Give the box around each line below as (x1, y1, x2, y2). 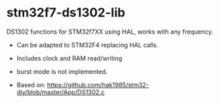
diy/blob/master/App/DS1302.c (16, 88, 105, 96)
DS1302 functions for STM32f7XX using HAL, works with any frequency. (6, 27, 213, 36)
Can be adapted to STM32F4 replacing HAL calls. (16, 41, 159, 49)
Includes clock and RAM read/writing (16, 54, 123, 62)
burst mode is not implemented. (16, 67, 108, 76)
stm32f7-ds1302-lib (6, 5, 125, 21)
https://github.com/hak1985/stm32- (46, 80, 150, 89)
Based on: (16, 80, 46, 89)
